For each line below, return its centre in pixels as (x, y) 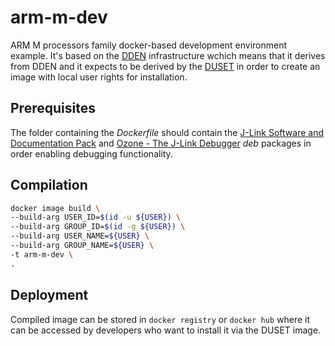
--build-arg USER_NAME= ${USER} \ (80, 236)
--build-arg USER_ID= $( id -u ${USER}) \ (96, 217)
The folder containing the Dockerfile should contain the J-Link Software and (167, 132)
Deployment (49, 295)
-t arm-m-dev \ (42, 254)
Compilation (49, 185)
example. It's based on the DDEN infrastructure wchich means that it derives (168, 55)
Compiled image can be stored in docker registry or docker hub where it (160, 319)
